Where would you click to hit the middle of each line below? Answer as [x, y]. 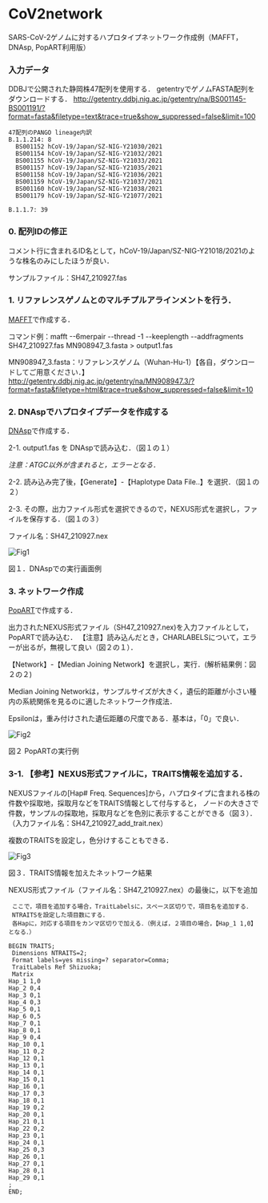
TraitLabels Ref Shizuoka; [57, 967]
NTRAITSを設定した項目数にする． [60, 915]
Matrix [23, 974]
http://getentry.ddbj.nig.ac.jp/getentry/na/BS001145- [160, 99]
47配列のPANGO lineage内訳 [50, 133]
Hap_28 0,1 [26, 1171]
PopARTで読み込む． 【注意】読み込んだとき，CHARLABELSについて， [126, 638]
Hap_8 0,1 [25, 1030]
